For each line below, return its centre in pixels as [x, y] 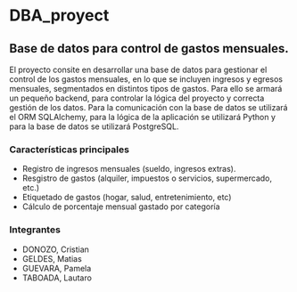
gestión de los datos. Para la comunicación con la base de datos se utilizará [148, 107]
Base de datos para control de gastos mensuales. [149, 49]
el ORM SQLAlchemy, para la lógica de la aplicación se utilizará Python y [143, 117]
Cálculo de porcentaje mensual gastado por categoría [121, 207]
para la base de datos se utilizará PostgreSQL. [94, 126]
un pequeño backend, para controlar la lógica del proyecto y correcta [137, 98]
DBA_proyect [59, 16]
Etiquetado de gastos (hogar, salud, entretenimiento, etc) [127, 198]
